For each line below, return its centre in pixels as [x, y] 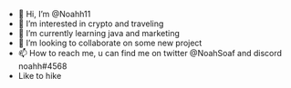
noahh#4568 [42, 66]
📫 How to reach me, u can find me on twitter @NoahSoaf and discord [150, 53]
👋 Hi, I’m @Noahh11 [54, 14]
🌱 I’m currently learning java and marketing [99, 33]
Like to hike [40, 76]
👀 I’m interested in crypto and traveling [91, 24]
